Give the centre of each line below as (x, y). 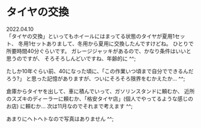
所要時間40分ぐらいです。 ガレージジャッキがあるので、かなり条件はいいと (99, 51)
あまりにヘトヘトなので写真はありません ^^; (60, 118)
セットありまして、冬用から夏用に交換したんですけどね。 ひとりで (112, 43)
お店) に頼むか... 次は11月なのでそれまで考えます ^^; (69, 106)
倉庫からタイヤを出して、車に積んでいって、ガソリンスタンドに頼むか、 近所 (100, 91)
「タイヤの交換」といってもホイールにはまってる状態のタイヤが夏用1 (91, 36)
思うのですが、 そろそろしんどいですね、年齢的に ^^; (71, 58)
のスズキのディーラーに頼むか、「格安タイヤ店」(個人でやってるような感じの (100, 98)
